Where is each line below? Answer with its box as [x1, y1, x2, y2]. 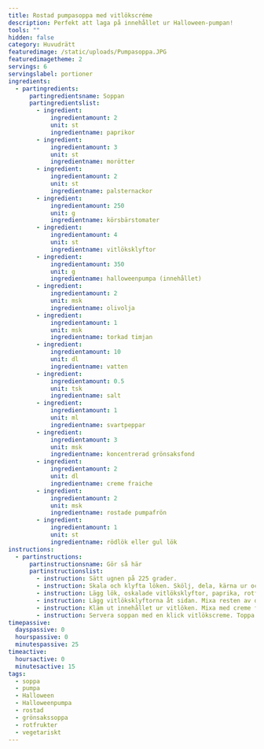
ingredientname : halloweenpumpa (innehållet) [49, 275, 202, 283]
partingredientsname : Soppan [28, 92, 125, 100]
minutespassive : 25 [15, 640, 79, 649]
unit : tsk [49, 385, 82, 393]
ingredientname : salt [49, 392, 122, 400]
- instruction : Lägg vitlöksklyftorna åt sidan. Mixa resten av [36, 596, 251, 604]
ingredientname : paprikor [49, 128, 135, 136]
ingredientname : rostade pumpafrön [49, 509, 167, 517]
